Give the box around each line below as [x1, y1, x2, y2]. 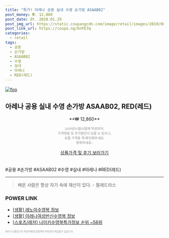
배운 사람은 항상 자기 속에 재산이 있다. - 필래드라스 [17, 182, 117, 188]
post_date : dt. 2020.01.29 [5, 17, 62, 22]
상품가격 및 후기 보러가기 [60, 149, 109, 156]
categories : [5, 31, 30, 36]
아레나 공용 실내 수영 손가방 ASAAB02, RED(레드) [5, 102, 152, 111]
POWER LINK [5, 194, 38, 201]
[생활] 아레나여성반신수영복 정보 [12, 213, 75, 219]
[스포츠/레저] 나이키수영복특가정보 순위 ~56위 [12, 219, 103, 225]
